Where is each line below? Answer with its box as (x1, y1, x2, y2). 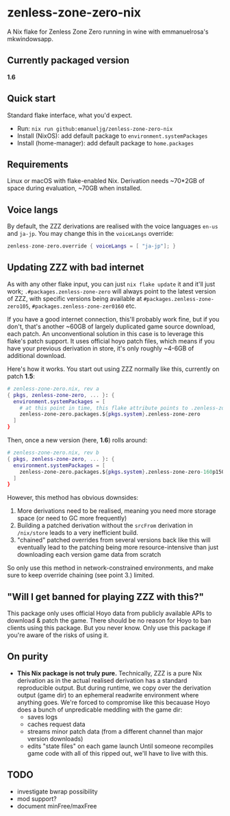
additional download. (7, 351, 66, 359)
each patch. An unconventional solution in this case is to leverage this (7, 329, 204, 337)
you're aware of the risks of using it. (7, 631, 109, 639)
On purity (7, 651, 49, 662)
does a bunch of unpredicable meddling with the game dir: (16, 705, 183, 714)
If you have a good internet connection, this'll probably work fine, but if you (7, 315, 220, 323)
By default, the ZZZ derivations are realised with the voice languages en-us (7, 222, 218, 230)
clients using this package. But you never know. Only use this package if (7, 624, 211, 632)
